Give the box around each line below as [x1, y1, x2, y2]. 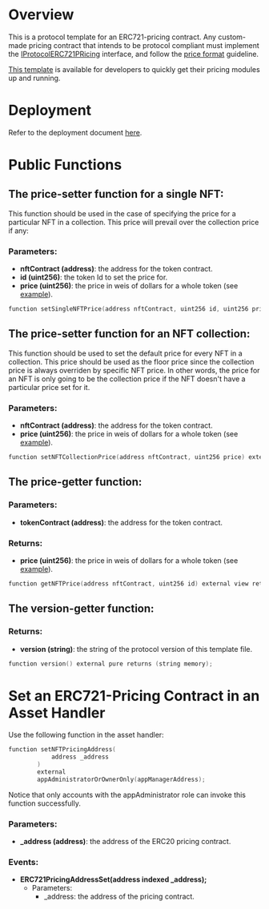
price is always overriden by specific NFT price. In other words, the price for [8, 365, 260, 375]
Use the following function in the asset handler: [8, 730, 164, 740]
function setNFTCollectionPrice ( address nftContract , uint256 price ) [8, 453, 246, 461]
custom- [218, 32, 247, 42]
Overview [8, 6, 74, 24]
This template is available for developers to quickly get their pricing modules [8, 64, 260, 74]
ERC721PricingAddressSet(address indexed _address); [19, 875, 207, 884]
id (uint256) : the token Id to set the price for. [19, 272, 168, 282]
